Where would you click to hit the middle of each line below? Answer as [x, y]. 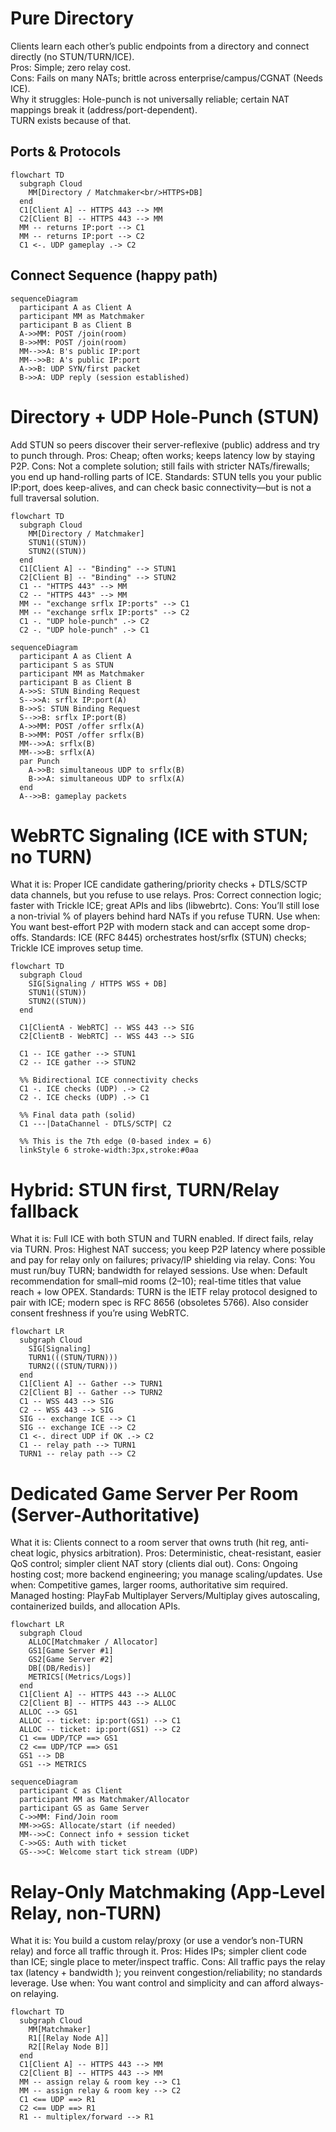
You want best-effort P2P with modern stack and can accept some [147, 927]
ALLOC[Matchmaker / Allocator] [93, 1642]
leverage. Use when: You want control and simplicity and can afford [150, 1983]
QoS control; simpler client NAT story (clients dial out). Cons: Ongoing [154, 1564]
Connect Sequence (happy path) [114, 275]
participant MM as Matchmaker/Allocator [104, 1800]
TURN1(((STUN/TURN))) [73, 1358]
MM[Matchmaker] [60, 2030]
